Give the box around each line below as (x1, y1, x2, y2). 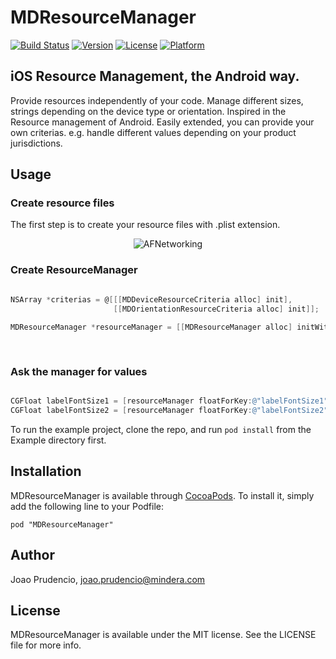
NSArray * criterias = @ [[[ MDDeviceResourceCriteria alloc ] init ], (10, 294, 293, 305)
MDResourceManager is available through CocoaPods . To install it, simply (10, 489, 315, 501)
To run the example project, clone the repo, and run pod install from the (10, 424, 312, 436)
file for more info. (10, 639, 82, 651)
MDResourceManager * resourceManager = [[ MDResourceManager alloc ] (10, 322, 293, 333)
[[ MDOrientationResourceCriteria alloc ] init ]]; (113, 304, 320, 314)
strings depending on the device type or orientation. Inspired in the (10, 105, 287, 117)
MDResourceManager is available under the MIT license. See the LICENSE (10, 629, 317, 641)
